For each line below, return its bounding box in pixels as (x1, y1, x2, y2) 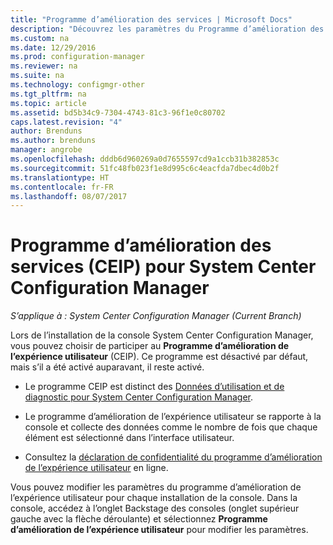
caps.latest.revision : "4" (10, 117, 123, 127)
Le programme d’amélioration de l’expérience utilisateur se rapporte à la (24, 411, 322, 423)
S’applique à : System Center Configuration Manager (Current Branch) (10, 310, 302, 322)
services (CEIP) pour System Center (10, 256, 317, 278)
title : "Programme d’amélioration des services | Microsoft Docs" (10, 14, 293, 25)
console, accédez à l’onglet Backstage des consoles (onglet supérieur (10, 502, 300, 515)
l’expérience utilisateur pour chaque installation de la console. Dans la (10, 492, 298, 504)
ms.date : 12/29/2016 (10, 42, 97, 53)
